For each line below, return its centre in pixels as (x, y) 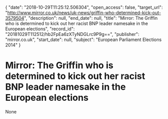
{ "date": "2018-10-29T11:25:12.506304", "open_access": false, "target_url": (84, 7)
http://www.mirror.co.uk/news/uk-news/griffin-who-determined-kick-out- (84, 13)
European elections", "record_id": (40, 29)
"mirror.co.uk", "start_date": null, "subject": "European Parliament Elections (83, 39)
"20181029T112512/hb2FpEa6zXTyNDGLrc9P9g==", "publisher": (72, 34)
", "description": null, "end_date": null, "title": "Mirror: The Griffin (91, 18)
